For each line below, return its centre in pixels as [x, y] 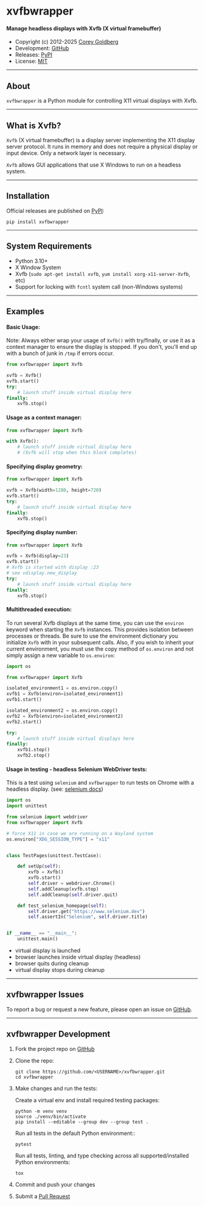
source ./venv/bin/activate [50, 1117]
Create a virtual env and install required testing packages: [87, 1100]
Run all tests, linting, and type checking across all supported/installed [102, 1156]
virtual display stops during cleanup [60, 970]
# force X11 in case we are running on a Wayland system [80, 833]
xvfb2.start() [24, 722]
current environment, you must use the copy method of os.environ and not [100, 649]
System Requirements [49, 246]
